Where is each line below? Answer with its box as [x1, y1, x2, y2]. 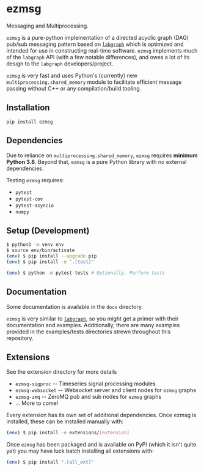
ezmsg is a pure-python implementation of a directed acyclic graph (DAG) [6, 34, 189, 41]
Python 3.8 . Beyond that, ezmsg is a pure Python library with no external [6, 158, 187, 165]
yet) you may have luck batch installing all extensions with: [6, 447, 154, 454]
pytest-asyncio [15, 202, 54, 209]
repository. [6, 334, 34, 341]
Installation [6, 103, 50, 113]
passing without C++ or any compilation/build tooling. [6, 84, 142, 92]
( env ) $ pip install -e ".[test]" [6, 259, 95, 265]
